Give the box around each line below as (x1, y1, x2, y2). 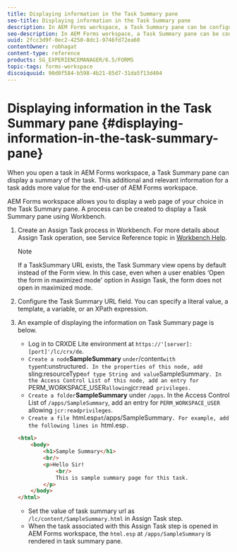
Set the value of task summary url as (28, 507, 135, 515)
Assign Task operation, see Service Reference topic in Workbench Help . (17, 234, 228, 242)
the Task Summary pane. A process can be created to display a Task (7, 205, 207, 213)
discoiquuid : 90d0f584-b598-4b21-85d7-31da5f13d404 (7, 69, 162, 76)
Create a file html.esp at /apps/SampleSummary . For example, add (28, 413, 229, 422)
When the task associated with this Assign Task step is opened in (28, 522, 219, 531)
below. (17, 326, 37, 335)
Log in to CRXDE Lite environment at (28, 340, 134, 348)
